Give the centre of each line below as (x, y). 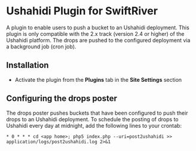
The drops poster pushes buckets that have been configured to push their (97, 113)
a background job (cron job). (41, 47)
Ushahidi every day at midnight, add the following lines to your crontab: (94, 125)
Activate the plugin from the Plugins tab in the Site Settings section (98, 79)
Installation (27, 65)
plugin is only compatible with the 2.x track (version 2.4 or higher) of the (95, 33)
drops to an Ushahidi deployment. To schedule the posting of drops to (92, 119)
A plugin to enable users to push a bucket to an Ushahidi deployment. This (98, 27)
